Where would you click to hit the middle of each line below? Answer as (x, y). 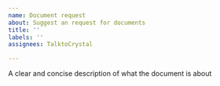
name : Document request (47, 15)
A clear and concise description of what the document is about (110, 73)
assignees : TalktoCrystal (50, 45)
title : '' (24, 30)
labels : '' (26, 37)
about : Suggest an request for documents (77, 23)
